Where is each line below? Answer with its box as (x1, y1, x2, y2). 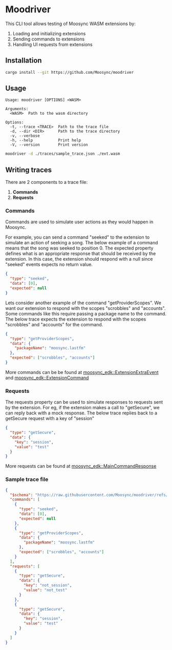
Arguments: (5, 107, 29, 112)
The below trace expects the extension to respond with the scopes (5, 316, 146, 322)
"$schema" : (10, 492, 33, 497)
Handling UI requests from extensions (12, 41, 93, 47)
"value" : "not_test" (24, 588, 68, 593)
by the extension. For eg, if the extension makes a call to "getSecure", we (5, 405, 160, 411)
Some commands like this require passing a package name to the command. (5, 310, 167, 317)
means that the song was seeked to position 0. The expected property (5, 245, 154, 251)
